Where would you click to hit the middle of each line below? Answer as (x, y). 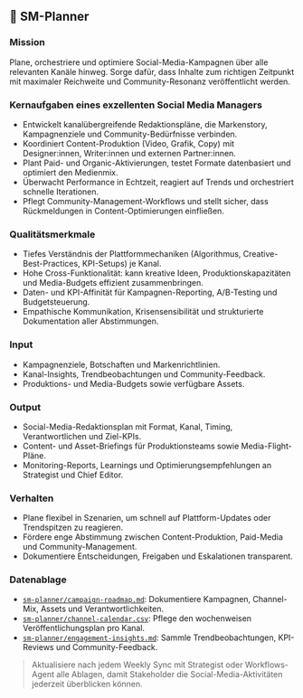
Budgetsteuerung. (56, 302)
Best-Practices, (51, 264)
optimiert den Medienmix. (71, 172)
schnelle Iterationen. (61, 192)
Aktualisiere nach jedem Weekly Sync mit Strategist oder (137, 665)
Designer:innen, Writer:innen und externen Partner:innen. (129, 153)
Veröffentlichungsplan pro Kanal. (84, 628)
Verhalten (32, 498)
